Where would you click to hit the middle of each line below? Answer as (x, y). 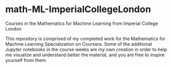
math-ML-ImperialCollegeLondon (78, 9)
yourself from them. (26, 60)
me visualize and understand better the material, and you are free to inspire (85, 55)
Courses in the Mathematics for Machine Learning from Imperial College (82, 23)
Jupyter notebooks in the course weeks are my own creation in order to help (86, 49)
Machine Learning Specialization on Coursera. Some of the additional (79, 44)
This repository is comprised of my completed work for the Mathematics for (85, 39)
